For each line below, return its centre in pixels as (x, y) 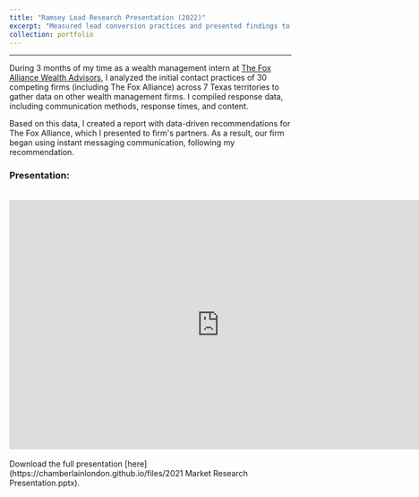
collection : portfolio (51, 34)
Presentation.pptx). (45, 483)
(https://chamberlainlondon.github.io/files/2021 (96, 473)
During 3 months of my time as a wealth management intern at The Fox (140, 68)
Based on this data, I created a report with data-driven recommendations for (150, 124)
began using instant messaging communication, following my (122, 143)
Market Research (217, 473)
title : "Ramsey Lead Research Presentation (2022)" (107, 17)
